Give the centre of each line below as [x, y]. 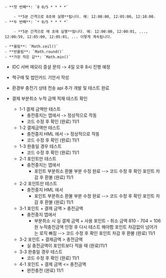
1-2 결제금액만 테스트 [40, 128]
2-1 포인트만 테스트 [38, 159]
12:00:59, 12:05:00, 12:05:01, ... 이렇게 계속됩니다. [58, 37]
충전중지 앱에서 [41, 214]
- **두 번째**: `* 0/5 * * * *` [37, 22]
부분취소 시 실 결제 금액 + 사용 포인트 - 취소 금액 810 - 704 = [93, 221]
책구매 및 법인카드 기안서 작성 [40, 77]
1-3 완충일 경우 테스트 [41, 146]
